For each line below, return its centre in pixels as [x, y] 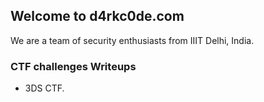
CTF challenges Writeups [73, 66]
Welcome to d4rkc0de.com [97, 16]
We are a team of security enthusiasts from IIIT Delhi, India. [132, 40]
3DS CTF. [44, 88]
